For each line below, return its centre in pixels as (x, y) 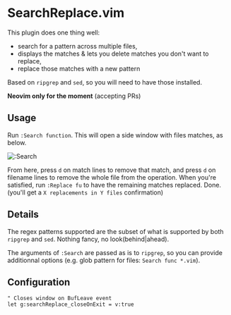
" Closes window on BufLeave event (60, 298)
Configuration (39, 282)
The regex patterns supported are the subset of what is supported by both (115, 231)
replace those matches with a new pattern (79, 68)
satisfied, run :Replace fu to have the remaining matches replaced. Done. (114, 185)
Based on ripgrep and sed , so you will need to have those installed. (105, 82)
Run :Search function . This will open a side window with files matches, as (115, 135)
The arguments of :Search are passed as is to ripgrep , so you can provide (115, 252)
